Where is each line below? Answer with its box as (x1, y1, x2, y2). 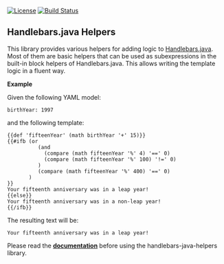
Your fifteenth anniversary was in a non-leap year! (7, 198, 161, 205)
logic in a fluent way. (7, 66, 66, 75)
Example (7, 80, 33, 88)
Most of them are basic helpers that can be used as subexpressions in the (7, 52, 217, 60)
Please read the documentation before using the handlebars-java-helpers (7, 241, 218, 250)
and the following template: (7, 118, 85, 126)
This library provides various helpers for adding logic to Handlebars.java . (7, 45, 214, 53)
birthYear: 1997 (7, 107, 54, 113)
